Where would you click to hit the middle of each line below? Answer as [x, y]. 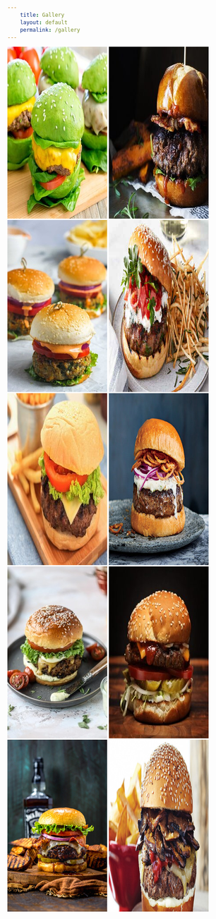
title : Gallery [42, 15]
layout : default [44, 22]
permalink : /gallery [50, 30]
